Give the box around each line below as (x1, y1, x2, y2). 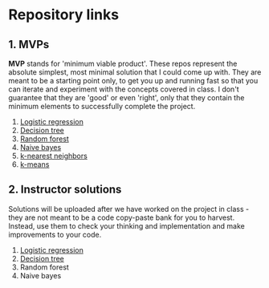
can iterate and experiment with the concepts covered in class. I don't (8, 84, 239, 94)
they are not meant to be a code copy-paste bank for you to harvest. (8, 213, 235, 222)
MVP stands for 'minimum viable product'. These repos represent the (8, 59, 238, 68)
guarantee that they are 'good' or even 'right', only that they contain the (8, 93, 245, 102)
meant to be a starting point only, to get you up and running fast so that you (8, 76, 259, 85)
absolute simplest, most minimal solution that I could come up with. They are (8, 67, 262, 77)
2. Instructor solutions (8, 183, 122, 197)
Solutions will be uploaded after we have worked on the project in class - (8, 204, 250, 213)
